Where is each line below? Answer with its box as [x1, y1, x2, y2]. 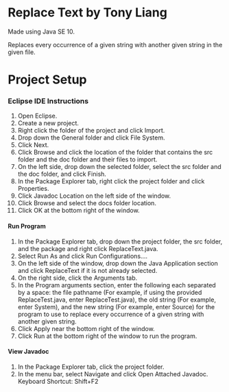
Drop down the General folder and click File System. [17, 133, 165, 142]
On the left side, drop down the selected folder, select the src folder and [17, 163, 221, 171]
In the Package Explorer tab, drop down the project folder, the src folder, [17, 237, 223, 246]
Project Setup [8, 72, 88, 88]
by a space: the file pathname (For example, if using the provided [17, 288, 202, 296]
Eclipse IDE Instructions [8, 96, 88, 106]
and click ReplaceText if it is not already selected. [17, 266, 158, 274]
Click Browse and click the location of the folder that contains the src [17, 148, 213, 157]
